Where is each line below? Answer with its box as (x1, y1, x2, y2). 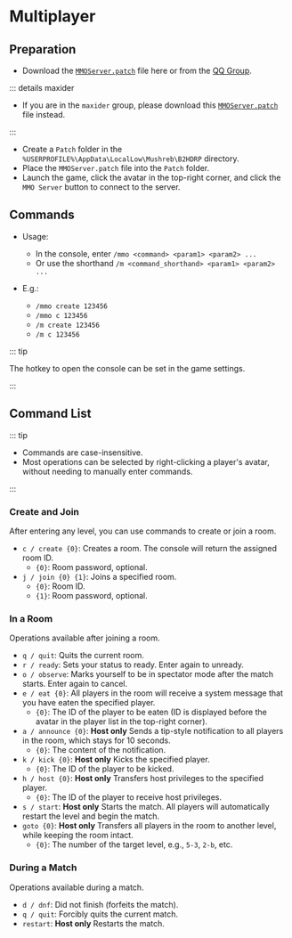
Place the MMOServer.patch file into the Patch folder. (21, 163, 210, 173)
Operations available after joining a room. (9, 632, 160, 643)
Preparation (9, 42, 77, 57)
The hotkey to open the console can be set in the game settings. (9, 363, 246, 373)
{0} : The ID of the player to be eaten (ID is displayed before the (35, 706, 267, 718)
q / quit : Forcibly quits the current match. (21, 909, 179, 919)
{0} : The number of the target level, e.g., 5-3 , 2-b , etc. (35, 839, 233, 850)
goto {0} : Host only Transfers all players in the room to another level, (21, 820, 277, 831)
